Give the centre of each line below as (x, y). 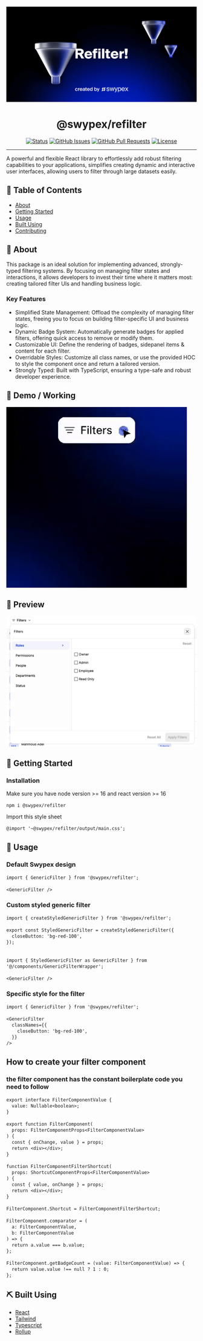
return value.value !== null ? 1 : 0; (61, 1270)
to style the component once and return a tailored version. (87, 364)
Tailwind (25, 1319)
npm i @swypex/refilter (36, 806)
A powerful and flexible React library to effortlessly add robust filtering (94, 158)
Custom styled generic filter (48, 905)
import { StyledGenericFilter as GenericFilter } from (77, 961)
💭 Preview (25, 605)
